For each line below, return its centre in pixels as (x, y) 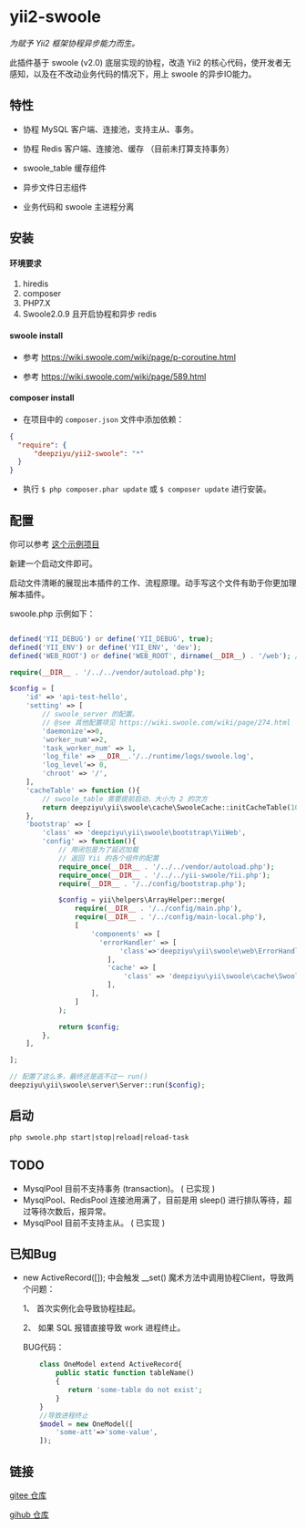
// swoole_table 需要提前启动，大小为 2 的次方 (125, 799)
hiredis (36, 284)
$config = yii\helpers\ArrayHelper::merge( (142, 900)
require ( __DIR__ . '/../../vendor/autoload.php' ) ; (107, 672)
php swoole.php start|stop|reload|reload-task (99, 1137)
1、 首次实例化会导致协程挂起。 (82, 1308)
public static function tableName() (125, 1373)
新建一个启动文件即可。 (53, 563)
